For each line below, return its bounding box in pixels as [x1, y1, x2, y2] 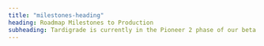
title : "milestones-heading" [8, 11, 104, 19]
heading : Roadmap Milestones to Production [8, 19, 154, 27]
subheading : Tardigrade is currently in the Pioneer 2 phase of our [8, 26, 239, 34]
